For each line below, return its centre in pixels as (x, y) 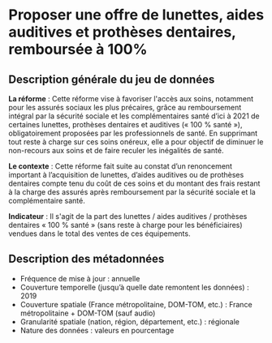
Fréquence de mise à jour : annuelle (80, 278)
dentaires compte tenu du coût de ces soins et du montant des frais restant (134, 183)
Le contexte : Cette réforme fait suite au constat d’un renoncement (121, 166)
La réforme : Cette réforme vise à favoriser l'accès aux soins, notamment (131, 99)
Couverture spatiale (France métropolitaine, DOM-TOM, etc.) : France (136, 304)
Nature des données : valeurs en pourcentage (97, 330)
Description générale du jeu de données (112, 79)
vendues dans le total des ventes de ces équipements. (99, 234)
